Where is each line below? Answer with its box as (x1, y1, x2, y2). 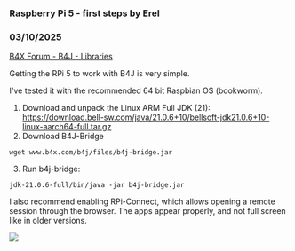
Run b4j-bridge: (21, 163, 81, 175)
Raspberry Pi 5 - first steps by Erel (9, 7, 160, 20)
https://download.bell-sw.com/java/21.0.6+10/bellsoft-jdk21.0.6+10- (21, 112, 270, 122)
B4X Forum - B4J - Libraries (9, 51, 113, 62)
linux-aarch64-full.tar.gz (21, 122, 112, 132)
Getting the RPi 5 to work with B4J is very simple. (9, 68, 190, 79)
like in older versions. (9, 216, 87, 226)
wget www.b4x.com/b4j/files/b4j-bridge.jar (9, 148, 173, 157)
